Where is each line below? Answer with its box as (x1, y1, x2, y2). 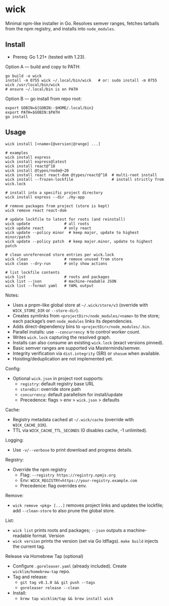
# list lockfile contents (5, 270, 60, 275)
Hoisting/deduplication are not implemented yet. (12, 355, 113, 361)
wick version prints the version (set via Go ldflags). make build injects (12, 538, 158, 544)
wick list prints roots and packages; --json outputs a (12, 527, 126, 533)
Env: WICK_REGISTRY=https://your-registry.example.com (20, 477, 138, 483)
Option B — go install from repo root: (5, 95, 82, 102)
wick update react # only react (5, 225, 92, 231)
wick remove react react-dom (5, 208, 67, 213)
